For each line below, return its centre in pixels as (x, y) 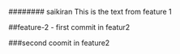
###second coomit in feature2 (59, 43)
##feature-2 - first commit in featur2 (69, 27)
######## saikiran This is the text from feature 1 (90, 12)
